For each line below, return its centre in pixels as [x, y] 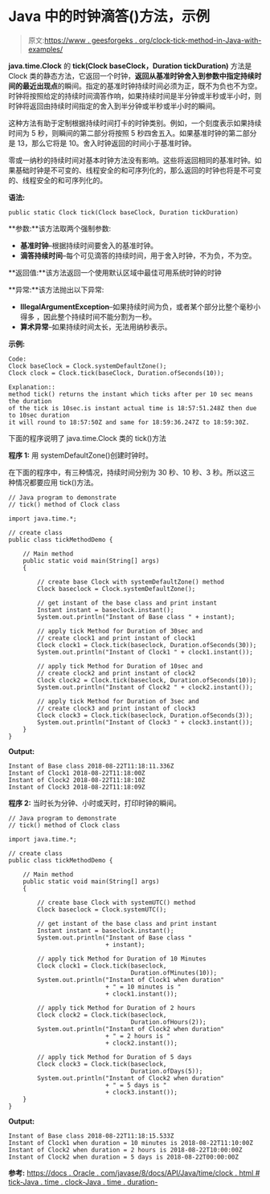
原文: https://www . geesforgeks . [82, 40]
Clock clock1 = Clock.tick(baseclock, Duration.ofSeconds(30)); [147, 645]
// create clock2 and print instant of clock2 [117, 673]
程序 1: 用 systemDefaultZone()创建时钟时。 [80, 455]
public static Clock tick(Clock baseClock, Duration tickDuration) [124, 212]
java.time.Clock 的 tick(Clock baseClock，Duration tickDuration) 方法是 [130, 66]
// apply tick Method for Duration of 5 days [115, 1057]
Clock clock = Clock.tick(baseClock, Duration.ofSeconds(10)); [117, 373]
